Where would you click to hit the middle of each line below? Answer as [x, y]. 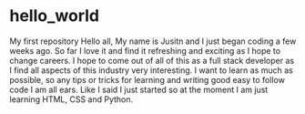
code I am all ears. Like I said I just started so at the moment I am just [139, 89]
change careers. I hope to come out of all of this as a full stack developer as [152, 60]
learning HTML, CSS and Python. [71, 99]
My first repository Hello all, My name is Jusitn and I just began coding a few [153, 41]
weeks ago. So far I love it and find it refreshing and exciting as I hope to [145, 50]
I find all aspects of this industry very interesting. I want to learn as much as [151, 70]
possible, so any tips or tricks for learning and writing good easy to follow [147, 79]
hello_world [55, 16]
